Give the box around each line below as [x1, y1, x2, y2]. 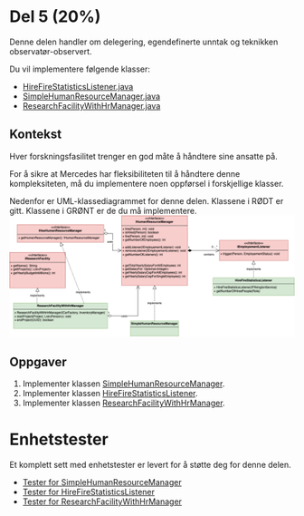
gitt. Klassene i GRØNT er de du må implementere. [9, 205, 197, 216]
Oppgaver [9, 354, 68, 369]
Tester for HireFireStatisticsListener [22, 487, 156, 498]
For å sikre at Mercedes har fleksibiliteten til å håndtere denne [9, 168, 241, 179]
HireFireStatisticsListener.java [22, 81, 134, 92]
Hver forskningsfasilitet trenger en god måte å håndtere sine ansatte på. [9, 151, 278, 161]
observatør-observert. [9, 45, 92, 56]
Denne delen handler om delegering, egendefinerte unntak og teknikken [9, 36, 279, 47]
